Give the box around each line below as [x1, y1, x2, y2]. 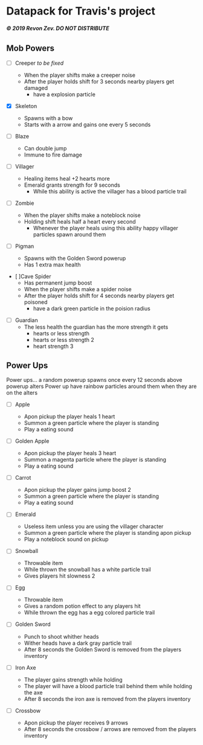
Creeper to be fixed [14, 59, 64, 66]
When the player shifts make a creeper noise [24, 71, 136, 79]
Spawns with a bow [24, 114, 73, 121]
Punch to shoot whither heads [24, 633, 99, 640]
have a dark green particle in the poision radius [33, 305, 151, 312]
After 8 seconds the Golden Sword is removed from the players [24, 645, 182, 653]
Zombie [14, 199, 34, 207]
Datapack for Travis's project [6, 4, 156, 18]
